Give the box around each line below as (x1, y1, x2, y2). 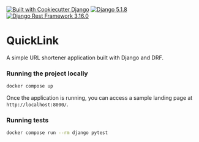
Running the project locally (6, 69, 88, 78)
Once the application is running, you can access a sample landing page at (6, 94, 193, 102)
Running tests (6, 116, 49, 125)
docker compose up (6, 83, 53, 89)
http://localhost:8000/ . (6, 101, 69, 108)
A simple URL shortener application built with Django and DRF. (6, 54, 164, 61)
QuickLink (6, 34, 59, 48)
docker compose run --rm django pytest (6, 130, 108, 136)
